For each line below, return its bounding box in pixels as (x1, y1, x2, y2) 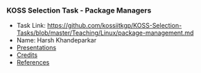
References (16, 58, 50, 67)
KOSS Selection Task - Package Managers (6, 6, 152, 15)
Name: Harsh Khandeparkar (16, 36, 97, 44)
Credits (16, 51, 38, 59)
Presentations (16, 44, 57, 52)
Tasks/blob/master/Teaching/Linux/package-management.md (16, 29, 194, 37)
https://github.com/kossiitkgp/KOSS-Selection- (46, 22, 182, 30)
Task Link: (16, 22, 46, 30)
